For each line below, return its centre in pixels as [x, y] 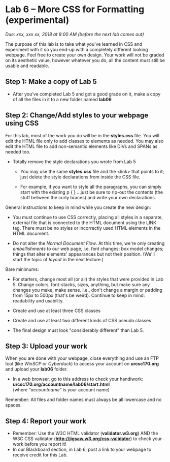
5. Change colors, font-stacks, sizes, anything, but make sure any [81, 284]
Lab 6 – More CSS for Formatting [75, 9]
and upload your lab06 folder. [37, 369]
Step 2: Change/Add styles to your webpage [77, 115]
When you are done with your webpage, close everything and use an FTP [82, 358]
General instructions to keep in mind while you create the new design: [78, 207]
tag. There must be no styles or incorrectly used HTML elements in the [87, 228]
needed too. [18, 151]
